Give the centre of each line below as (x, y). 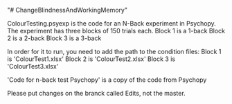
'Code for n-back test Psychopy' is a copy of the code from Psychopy (107, 80)
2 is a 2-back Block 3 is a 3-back (54, 38)
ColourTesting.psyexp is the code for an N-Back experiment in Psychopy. (111, 23)
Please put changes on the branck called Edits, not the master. (96, 93)
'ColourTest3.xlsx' (33, 66)
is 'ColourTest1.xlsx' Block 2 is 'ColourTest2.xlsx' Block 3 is (91, 59)
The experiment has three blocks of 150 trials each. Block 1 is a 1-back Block (116, 31)
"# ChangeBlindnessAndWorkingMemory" (68, 10)
